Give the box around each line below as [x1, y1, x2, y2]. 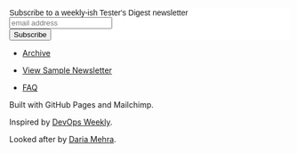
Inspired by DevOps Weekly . [9, 117, 113, 127]
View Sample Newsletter [21, 65, 113, 76]
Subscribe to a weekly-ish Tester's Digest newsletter [9, 8, 189, 18]
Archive [21, 48, 51, 58]
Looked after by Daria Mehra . [9, 134, 117, 144]
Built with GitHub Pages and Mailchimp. [9, 100, 154, 109]
